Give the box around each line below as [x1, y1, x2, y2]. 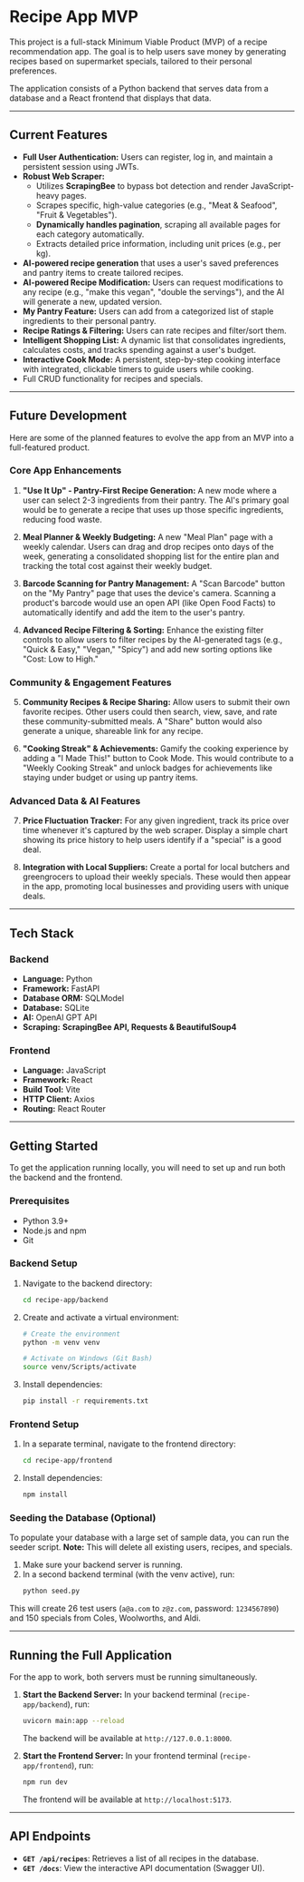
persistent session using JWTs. [22, 161, 139, 172]
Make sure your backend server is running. [22, 1559, 184, 1571]
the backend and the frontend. [9, 1172, 123, 1183]
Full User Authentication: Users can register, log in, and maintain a [22, 152, 273, 162]
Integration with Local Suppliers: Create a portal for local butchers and [22, 862, 290, 873]
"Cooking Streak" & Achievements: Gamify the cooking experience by [22, 743, 290, 754]
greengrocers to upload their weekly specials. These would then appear [22, 871, 291, 882]
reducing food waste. [22, 514, 102, 524]
